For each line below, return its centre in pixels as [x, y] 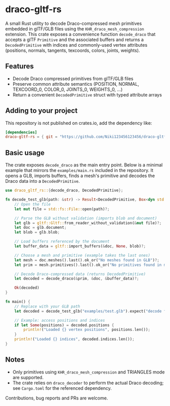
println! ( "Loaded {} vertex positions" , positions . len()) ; [87, 330]
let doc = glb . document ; [40, 228]
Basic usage [25, 153]
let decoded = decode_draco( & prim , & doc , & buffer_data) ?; [77, 279]
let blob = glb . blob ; [37, 232]
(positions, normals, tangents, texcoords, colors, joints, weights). [73, 50]
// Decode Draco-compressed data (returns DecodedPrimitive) [80, 274]
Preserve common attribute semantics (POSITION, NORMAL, [76, 84]
